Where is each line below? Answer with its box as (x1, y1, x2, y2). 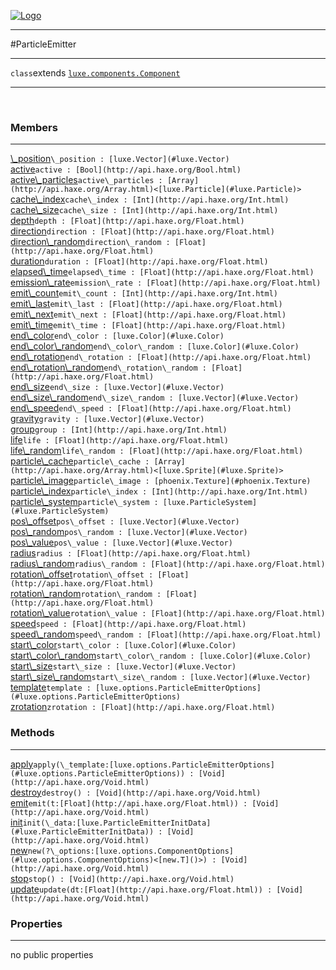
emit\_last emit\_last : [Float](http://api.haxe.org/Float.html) (10, 298, 283, 310)
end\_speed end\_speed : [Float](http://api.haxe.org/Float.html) (10, 402, 292, 414)
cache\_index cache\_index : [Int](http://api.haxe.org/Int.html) (10, 193, 290, 205)
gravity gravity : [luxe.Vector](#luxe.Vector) (10, 413, 205, 425)
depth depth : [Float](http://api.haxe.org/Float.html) (10, 215, 245, 227)
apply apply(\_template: (10, 758, 110, 770)
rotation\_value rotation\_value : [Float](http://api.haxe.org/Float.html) (10, 607, 326, 619)
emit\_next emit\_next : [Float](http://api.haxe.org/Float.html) (10, 308, 287, 320)
